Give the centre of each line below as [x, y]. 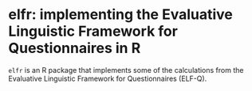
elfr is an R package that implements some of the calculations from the [126, 70]
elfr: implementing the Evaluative [121, 15]
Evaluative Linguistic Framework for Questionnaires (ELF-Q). [108, 78]
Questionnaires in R [75, 48]
